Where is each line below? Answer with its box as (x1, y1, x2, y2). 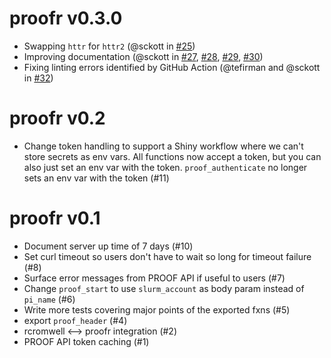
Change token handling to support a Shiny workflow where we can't (23, 140, 304, 152)
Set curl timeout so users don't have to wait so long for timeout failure (23, 250, 312, 262)
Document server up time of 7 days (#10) (23, 240, 194, 252)
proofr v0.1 (9, 207, 101, 230)
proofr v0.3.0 (9, 7, 123, 30)
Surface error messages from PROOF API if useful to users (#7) (23, 272, 286, 284)
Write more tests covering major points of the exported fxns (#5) (23, 303, 291, 316)
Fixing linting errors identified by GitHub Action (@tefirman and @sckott (23, 61, 321, 73)
